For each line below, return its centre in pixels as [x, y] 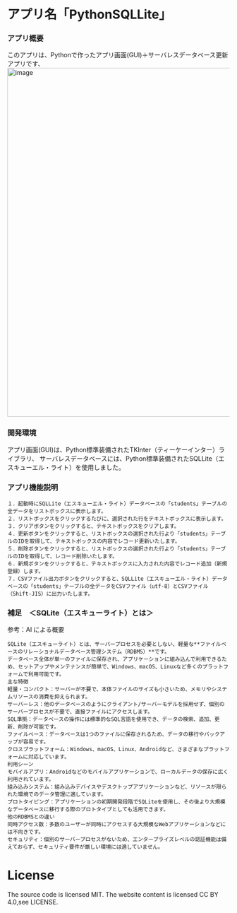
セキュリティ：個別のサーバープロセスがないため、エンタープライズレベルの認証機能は [114, 840]
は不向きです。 [26, 832]
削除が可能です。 [38, 727]
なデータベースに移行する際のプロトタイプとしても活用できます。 [88, 810]
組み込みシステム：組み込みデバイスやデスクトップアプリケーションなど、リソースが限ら [117, 787]
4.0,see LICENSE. [33, 902]
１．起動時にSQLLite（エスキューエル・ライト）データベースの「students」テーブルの [117, 504]
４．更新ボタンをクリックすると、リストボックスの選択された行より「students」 [109, 534]
